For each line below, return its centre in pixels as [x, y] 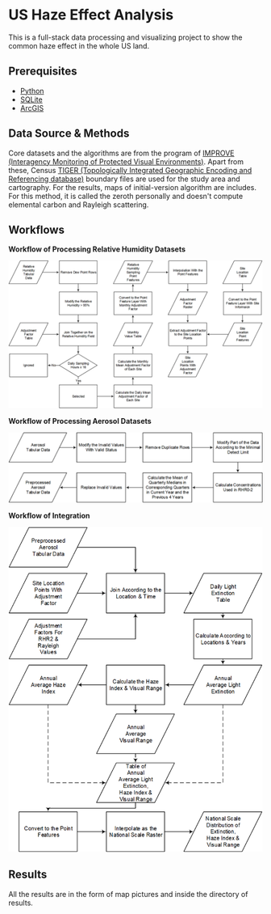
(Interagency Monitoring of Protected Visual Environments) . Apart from [126, 161]
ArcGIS [32, 108]
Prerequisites [43, 72]
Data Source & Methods [69, 134]
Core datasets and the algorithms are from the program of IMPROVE [121, 153]
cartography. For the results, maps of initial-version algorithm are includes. [132, 187]
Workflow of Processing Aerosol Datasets [80, 421]
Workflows [36, 229]
